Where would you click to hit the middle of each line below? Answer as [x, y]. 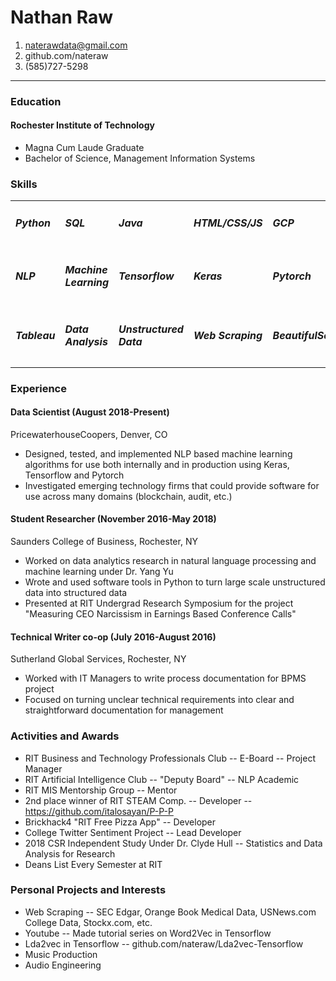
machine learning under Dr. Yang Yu [99, 572]
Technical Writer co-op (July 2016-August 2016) [113, 637]
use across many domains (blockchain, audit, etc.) [128, 496]
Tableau [35, 335]
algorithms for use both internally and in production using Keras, [157, 464]
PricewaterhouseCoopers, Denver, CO [89, 434]
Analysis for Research [70, 853]
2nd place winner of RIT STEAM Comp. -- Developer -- [138, 800]
